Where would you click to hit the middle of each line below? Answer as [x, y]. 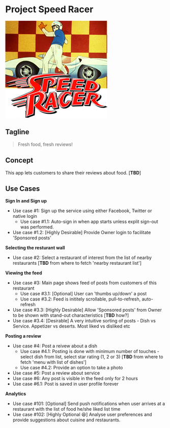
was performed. [37, 227]
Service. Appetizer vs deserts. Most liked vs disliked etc [72, 326]
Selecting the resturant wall [35, 248]
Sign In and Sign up [26, 201]
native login [25, 216]
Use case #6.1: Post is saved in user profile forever [65, 384]
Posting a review [23, 336]
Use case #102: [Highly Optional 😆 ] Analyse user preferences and [82, 415]
